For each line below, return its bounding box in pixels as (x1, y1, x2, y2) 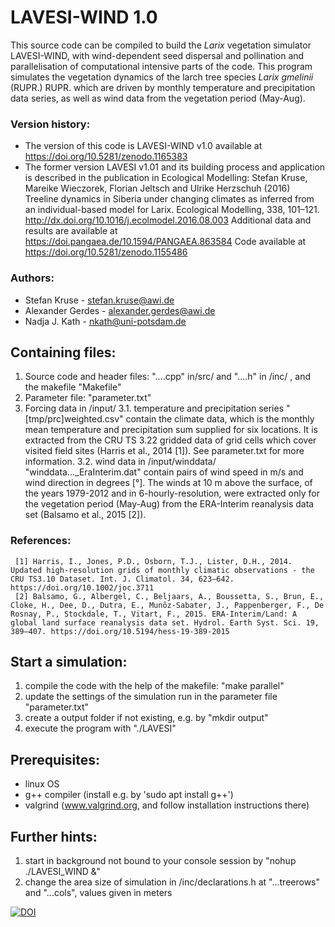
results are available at (24, 225, 118, 237)
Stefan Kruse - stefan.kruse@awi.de (24, 294, 175, 306)
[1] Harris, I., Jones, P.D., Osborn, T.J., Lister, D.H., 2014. (14, 556, 293, 566)
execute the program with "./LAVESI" (24, 722, 177, 735)
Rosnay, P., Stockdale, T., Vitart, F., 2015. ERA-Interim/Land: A (10, 609, 298, 619)
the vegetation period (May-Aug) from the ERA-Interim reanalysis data (24, 498, 315, 510)
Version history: (10, 117, 91, 131)
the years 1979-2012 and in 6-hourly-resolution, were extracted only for (24, 487, 320, 500)
